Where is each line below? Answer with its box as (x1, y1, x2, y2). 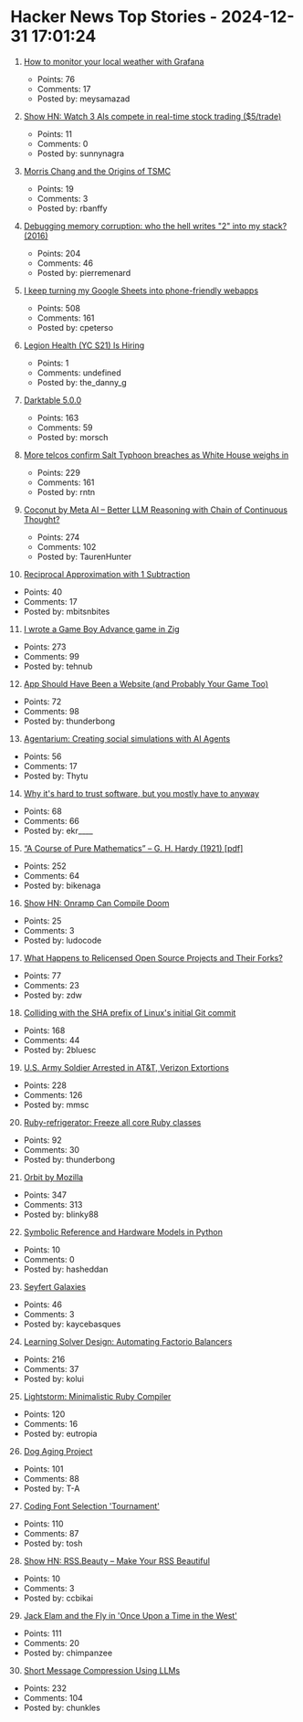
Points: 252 (23, 861, 67, 872)
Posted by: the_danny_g (37, 376, 127, 387)
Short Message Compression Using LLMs (23, 1664, 181, 1675)
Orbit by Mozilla (23, 1171, 84, 1182)
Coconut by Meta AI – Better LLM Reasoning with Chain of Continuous (23, 504, 288, 515)
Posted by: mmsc (23, 1099, 89, 1110)
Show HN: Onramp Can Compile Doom (23, 897, 170, 908)
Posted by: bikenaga (23, 880, 101, 891)
